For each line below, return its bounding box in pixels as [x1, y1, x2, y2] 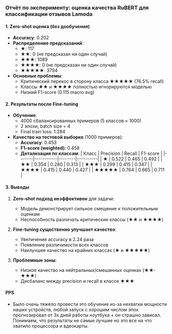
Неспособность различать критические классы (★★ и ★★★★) [20, 216, 164, 222]
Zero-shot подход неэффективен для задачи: [12, 195, 114, 202]
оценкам [20, 211, 40, 217]
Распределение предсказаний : [12, 40, 84, 46]
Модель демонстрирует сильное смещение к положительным [20, 205, 158, 211]
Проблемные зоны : [12, 257, 57, 263]
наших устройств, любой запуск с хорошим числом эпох [12, 306, 139, 312]
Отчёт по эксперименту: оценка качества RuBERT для [5, 4, 149, 11]
